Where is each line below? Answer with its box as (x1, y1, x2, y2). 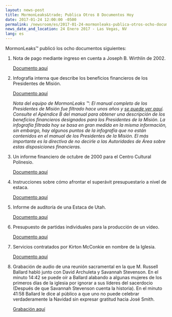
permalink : (5, 21, 29, 27)
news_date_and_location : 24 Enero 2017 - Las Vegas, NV (5, 27, 127, 32)
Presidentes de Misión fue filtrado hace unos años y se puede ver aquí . (12, 106, 164, 111)
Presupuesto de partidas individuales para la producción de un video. (12, 224, 160, 230)
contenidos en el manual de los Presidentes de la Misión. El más (12, 133, 149, 139)
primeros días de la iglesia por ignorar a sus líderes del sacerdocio (12, 280, 153, 286)
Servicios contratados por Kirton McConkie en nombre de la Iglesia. (12, 244, 156, 250)
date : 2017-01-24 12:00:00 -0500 (5, 17, 77, 22)
